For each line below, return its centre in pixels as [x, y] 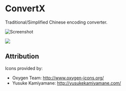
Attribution [22, 56]
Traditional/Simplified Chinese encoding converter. [56, 22]
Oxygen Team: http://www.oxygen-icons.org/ [58, 78]
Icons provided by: [24, 68]
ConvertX [25, 9]
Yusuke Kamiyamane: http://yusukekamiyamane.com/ [66, 83]
